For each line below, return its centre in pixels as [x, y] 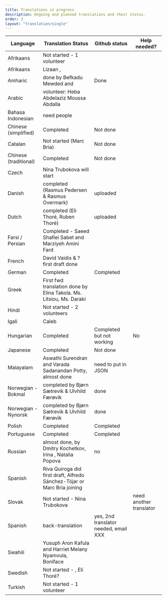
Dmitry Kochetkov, [64, 449]
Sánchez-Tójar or [64, 481]
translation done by [65, 287]
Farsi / [15, 238]
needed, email [111, 529]
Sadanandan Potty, [65, 370]
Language [23, 44]
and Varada [56, 364]
